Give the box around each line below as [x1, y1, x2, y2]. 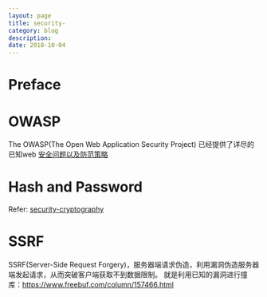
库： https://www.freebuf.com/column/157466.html [8, 280, 174, 290]
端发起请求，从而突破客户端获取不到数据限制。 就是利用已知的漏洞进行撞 [8, 270, 248, 279]
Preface [8, 76, 61, 94]
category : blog [8, 26, 59, 34]
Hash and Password [8, 178, 143, 196]
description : [8, 34, 52, 42]
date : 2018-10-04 [8, 42, 66, 49]
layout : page [8, 11, 52, 20]
